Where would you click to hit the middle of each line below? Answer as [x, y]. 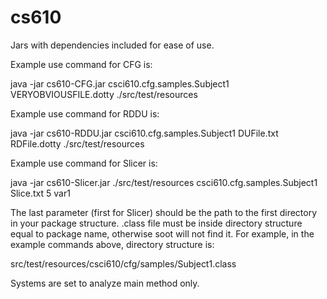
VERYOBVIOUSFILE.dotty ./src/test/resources [104, 94]
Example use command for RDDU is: [85, 113]
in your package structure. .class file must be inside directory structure [156, 223]
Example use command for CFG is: [81, 64]
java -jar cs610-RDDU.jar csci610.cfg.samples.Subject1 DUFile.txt [144, 133]
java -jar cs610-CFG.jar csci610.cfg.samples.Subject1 [120, 83]
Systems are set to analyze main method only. [105, 283]
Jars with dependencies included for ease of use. [112, 45]
